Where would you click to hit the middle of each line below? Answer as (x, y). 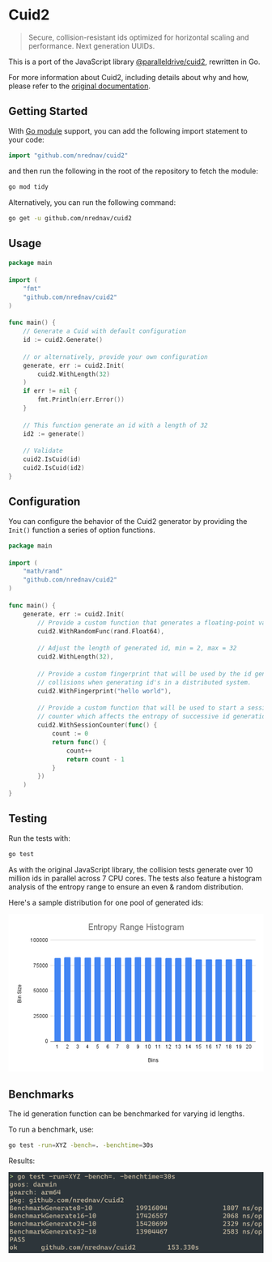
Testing (28, 819)
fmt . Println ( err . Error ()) (81, 400)
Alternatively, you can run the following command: (92, 202)
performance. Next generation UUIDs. (91, 45)
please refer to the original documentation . (80, 86)
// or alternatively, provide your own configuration (115, 357)
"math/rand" (43, 571)
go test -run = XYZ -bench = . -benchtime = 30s (81, 1145)
